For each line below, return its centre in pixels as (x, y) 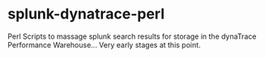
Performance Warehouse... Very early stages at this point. (104, 44)
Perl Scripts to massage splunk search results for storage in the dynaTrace (132, 36)
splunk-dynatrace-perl (86, 14)
